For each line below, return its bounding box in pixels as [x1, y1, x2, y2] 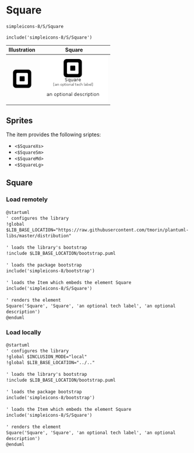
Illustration [8, 46, 36, 53]
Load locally [6, 328, 41, 336]
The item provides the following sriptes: [6, 131, 101, 138]
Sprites [6, 115, 33, 126]
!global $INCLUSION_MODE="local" [6, 354, 87, 359]
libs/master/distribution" [6, 233, 72, 238]
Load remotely [6, 195, 48, 203]
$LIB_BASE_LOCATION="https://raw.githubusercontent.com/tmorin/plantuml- [6, 227, 189, 233]
